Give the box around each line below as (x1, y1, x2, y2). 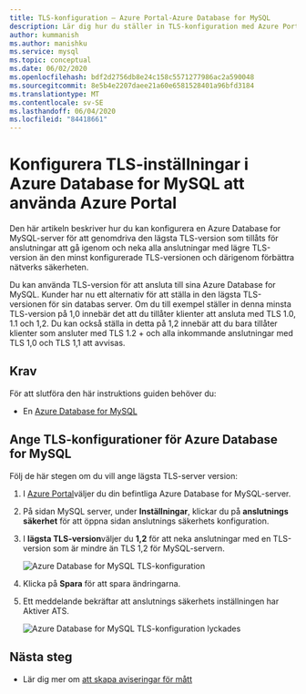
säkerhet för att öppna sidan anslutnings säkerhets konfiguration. (22, 515, 270, 526)
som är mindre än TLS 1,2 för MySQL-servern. (53, 543, 225, 554)
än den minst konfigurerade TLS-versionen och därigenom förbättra (39, 252, 294, 263)
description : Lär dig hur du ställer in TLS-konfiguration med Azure (9, 22, 280, 31)
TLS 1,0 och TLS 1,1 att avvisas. (9, 338, 126, 349)
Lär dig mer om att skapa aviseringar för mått (22, 673, 193, 684)
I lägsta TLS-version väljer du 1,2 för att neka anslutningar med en (22, 533, 271, 544)
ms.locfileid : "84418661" (9, 115, 107, 124)
